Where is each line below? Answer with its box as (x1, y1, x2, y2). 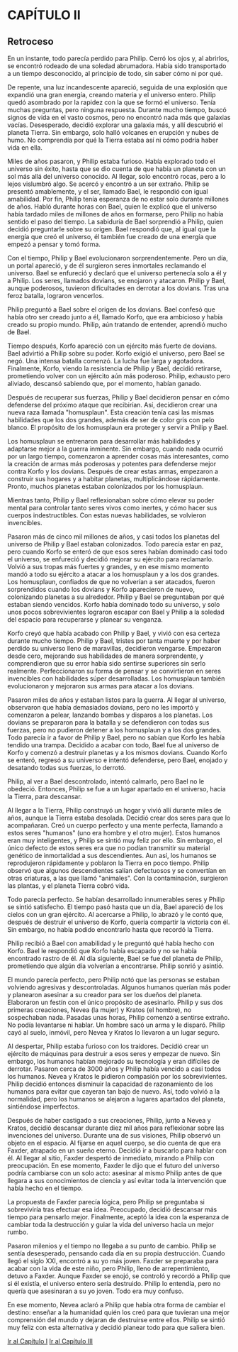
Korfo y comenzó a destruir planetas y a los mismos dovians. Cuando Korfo (7, 749, 227, 757)
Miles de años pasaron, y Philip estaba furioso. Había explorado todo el (7, 157, 215, 165)
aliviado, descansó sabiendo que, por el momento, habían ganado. (7, 380, 202, 388)
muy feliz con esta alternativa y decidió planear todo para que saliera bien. (7, 1324, 225, 1331)
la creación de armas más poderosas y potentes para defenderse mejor (7, 460, 217, 468)
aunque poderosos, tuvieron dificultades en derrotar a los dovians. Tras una (7, 284, 229, 292)
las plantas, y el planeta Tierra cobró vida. (7, 881, 130, 890)
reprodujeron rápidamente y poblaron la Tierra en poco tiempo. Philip (7, 859, 210, 867)
